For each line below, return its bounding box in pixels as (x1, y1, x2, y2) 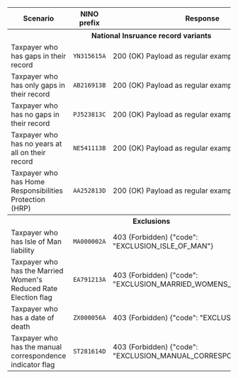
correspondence (11, 351, 67, 361)
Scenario (23, 13, 55, 23)
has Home (11, 177, 45, 186)
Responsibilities (11, 186, 64, 196)
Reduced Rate (11, 283, 58, 293)
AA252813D (73, 187, 106, 194)
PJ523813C (73, 111, 106, 118)
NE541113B (73, 145, 106, 152)
